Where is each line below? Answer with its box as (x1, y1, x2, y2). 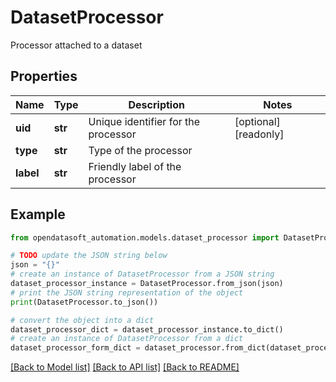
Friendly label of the (88, 159, 182, 173)
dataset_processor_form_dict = (10, 343, 141, 353)
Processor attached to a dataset (10, 39, 143, 51)
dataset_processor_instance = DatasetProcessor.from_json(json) (10, 279, 284, 289)
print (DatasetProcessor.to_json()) (10, 297, 159, 307)
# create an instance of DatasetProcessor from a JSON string (10, 269, 275, 280)
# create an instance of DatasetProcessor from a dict (10, 334, 244, 344)
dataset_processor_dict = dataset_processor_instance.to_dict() (10, 324, 284, 335)
